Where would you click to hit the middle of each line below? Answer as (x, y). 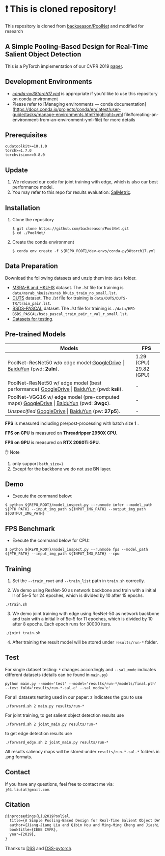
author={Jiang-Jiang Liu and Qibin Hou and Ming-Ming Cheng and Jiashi (84, 825)
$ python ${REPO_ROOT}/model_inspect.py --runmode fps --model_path (77, 550)
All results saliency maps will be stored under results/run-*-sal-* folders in (82, 751)
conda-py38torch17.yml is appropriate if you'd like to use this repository (85, 93)
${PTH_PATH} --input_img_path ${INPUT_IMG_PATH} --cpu (62, 554)
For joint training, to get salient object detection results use (65, 715)
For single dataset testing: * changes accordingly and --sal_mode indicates (81, 669)
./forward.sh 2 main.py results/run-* (45, 706)
